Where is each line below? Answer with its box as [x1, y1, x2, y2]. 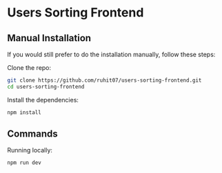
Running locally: [7, 146, 53, 154]
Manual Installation [7, 32, 92, 44]
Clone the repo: [7, 64, 52, 71]
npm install [7, 108, 41, 116]
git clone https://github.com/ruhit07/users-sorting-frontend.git [7, 77, 202, 84]
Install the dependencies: [7, 95, 79, 104]
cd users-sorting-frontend [7, 83, 85, 90]
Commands [7, 128, 59, 140]
